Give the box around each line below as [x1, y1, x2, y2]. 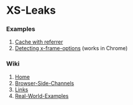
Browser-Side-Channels [14, 79, 75, 87]
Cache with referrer [14, 38, 63, 45]
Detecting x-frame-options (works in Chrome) [14, 45, 128, 52]
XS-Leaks [6, 4, 56, 17]
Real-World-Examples [14, 92, 69, 99]
